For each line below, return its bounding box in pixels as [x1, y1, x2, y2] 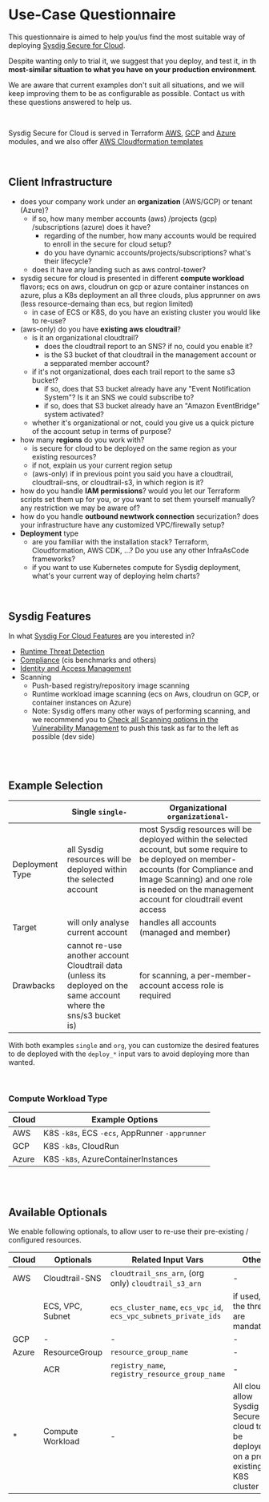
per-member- [197, 970, 252, 982]
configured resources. [8, 1235, 82, 1245]
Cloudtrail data [66, 960, 122, 971]
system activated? [43, 409, 104, 419]
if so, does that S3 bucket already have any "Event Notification [43, 384, 251, 393]
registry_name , [110, 1359, 167, 1371]
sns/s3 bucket [66, 1010, 122, 1022]
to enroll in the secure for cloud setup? [43, 239, 172, 249]
